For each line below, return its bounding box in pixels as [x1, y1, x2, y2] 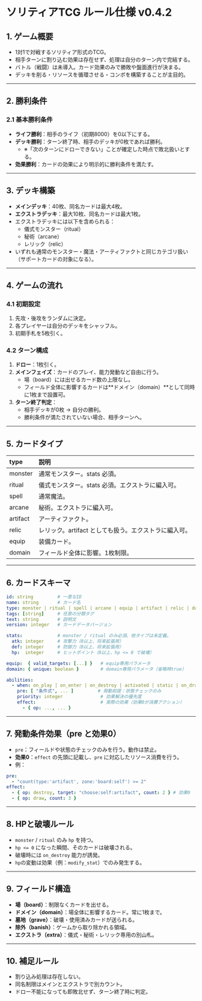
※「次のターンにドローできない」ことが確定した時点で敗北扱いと [23, 145, 185, 152]
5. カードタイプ [6, 438, 63, 449]
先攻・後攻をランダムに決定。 [14, 314, 89, 322]
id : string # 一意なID [6, 594, 82, 600]
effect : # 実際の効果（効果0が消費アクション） [17, 699, 185, 705]
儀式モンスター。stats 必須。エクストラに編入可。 [38, 481, 180, 490]
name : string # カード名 [6, 599, 81, 605]
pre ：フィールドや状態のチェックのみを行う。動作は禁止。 [14, 746, 161, 753]
